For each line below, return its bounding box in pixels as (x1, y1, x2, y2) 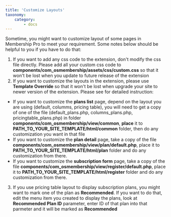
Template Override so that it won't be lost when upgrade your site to (12, 84, 158, 90)
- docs (23, 21, 38, 27)
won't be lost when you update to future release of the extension (12, 72, 149, 79)
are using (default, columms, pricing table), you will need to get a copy (12, 104, 161, 110)
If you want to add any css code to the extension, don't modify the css (12, 57, 161, 63)
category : (14, 17, 36, 22)
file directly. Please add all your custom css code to (12, 62, 121, 68)
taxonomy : (5, 12, 27, 17)
